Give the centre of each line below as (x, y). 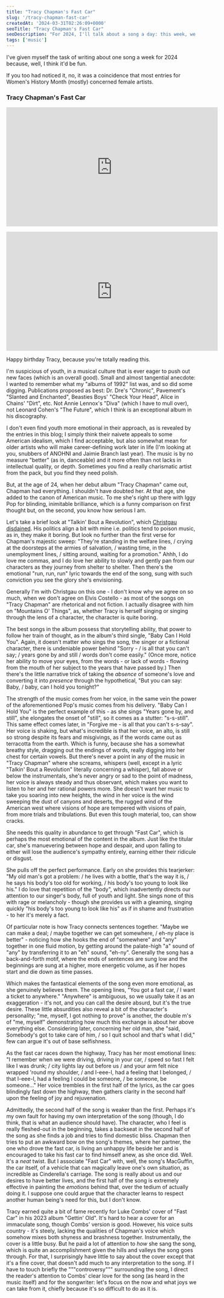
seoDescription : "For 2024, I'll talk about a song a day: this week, (97, 34)
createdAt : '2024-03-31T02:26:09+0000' (56, 23)
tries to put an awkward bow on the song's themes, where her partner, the (99, 1142)
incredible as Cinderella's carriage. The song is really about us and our (94, 1174)
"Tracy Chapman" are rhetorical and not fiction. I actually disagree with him (100, 605)
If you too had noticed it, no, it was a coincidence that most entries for (94, 75)
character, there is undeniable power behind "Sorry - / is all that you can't (98, 649)
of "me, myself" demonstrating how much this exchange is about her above (100, 1022)
